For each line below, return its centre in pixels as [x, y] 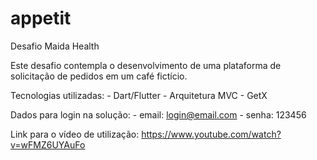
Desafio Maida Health [55, 46]
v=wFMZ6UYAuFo [48, 144]
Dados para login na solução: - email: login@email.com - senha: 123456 [158, 114]
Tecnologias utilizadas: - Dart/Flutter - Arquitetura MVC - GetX [139, 95]
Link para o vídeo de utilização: [75, 134]
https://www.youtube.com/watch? [211, 134]
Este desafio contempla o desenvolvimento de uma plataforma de [146, 65]
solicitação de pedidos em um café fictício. [99, 76]
